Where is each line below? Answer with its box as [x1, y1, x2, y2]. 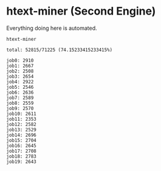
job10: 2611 [6, 111, 36, 117]
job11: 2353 [6, 116, 36, 122]
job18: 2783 [6, 153, 36, 159]
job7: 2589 [6, 94, 34, 101]
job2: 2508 [6, 68, 34, 74]
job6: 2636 [6, 89, 34, 96]
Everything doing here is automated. [6, 24, 97, 32]
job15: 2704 [6, 137, 36, 144]
